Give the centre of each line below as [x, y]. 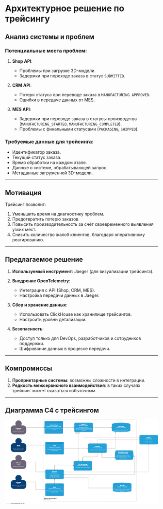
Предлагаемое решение [44, 260]
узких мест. [24, 229]
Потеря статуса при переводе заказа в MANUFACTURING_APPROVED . [85, 94]
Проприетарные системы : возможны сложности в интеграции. [79, 380]
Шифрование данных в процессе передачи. [65, 348]
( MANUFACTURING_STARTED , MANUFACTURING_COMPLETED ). [71, 124]
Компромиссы [29, 369]
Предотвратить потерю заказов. [46, 219]
